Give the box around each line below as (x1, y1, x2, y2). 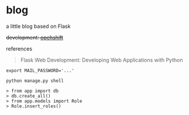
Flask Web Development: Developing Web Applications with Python (20, 56, 183, 63)
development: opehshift (6, 34, 63, 41)
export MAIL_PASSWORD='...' (6, 67, 75, 73)
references (6, 45, 33, 52)
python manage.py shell (6, 78, 64, 84)
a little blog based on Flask (6, 23, 71, 30)
